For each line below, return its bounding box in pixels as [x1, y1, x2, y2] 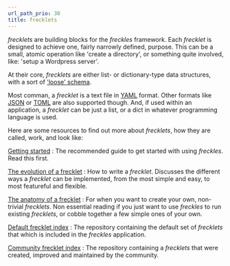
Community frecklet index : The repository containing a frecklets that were [8, 243, 218, 252]
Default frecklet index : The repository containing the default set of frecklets [8, 223, 223, 231]
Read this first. [8, 154, 49, 162]
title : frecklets [8, 16, 58, 23]
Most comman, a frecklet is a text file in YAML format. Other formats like [8, 90, 212, 99]
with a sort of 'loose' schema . [8, 77, 92, 86]
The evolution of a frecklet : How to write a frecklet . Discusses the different [8, 167, 220, 176]
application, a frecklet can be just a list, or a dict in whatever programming [8, 106, 218, 114]
